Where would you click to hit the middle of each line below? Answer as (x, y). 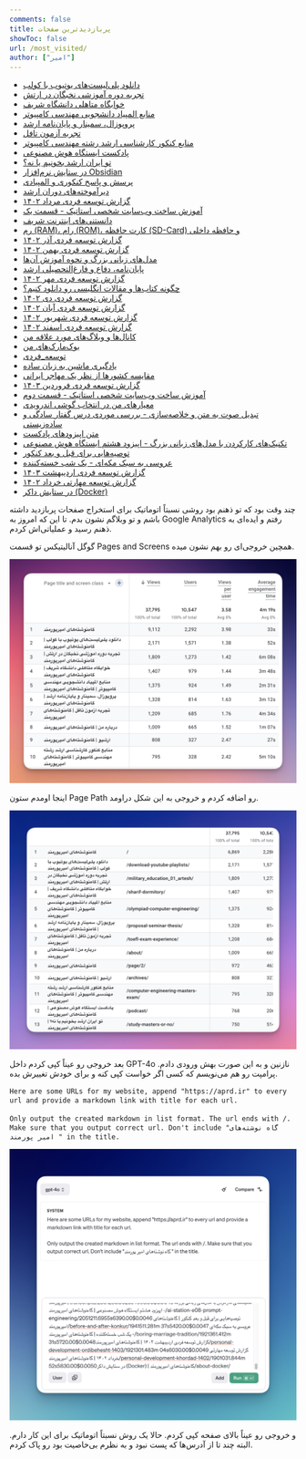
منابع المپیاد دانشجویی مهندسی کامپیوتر (89, 114)
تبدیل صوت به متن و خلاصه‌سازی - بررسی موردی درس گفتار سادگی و (141, 414)
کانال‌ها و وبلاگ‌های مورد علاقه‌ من (79, 336)
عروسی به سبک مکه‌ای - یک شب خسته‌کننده (97, 463)
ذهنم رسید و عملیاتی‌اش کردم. (61, 529)
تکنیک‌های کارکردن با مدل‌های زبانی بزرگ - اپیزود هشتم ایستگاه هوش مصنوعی (155, 443)
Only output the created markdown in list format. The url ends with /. (150, 1119)
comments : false (40, 19)
